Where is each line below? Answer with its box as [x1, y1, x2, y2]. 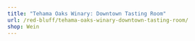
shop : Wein [7, 23, 40, 30]
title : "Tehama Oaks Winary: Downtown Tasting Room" [7, 10, 167, 17]
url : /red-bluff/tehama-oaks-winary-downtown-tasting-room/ [7, 17, 189, 24]
